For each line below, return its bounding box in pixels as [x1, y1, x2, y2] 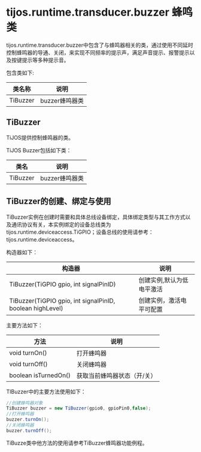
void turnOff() [9, 360, 48, 368]
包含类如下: [6, 69, 35, 76]
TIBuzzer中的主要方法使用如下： [6, 388, 86, 395]
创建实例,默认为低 [138, 276, 188, 284]
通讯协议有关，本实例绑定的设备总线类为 [11, 221, 111, 228]
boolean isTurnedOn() [9, 371, 71, 379]
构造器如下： [6, 248, 38, 255]
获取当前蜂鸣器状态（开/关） [76, 371, 157, 379]
